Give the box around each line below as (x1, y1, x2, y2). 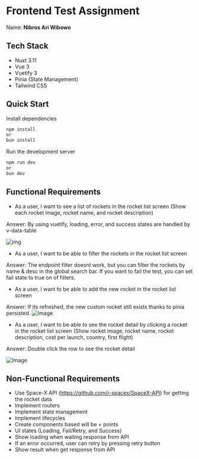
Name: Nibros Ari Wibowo (6, 24, 71, 31)
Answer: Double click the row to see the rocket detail (6, 345, 135, 352)
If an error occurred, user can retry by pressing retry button (14, 440, 161, 447)
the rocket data (14, 396, 52, 403)
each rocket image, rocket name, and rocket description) (14, 209, 154, 216)
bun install (6, 138, 36, 144)
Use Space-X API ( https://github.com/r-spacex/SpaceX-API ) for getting (14, 390, 190, 397)
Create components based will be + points (14, 421, 118, 428)
